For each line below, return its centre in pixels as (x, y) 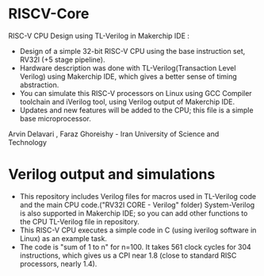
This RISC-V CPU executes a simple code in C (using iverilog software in (138, 230)
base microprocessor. (55, 118)
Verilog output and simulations (112, 174)
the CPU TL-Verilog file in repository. (80, 221)
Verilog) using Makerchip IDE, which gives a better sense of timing (128, 76)
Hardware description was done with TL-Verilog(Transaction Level (128, 67)
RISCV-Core (49, 14)
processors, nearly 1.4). (58, 263)
